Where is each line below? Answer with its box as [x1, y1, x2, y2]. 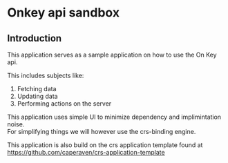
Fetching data [17, 85, 57, 93]
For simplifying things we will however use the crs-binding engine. [7, 128, 196, 135]
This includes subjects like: [7, 71, 84, 79]
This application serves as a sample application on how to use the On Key [7, 50, 217, 59]
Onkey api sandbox [7, 5, 120, 21]
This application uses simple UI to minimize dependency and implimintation [7, 113, 222, 121]
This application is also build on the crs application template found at [7, 141, 203, 149]
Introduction [7, 32, 62, 44]
